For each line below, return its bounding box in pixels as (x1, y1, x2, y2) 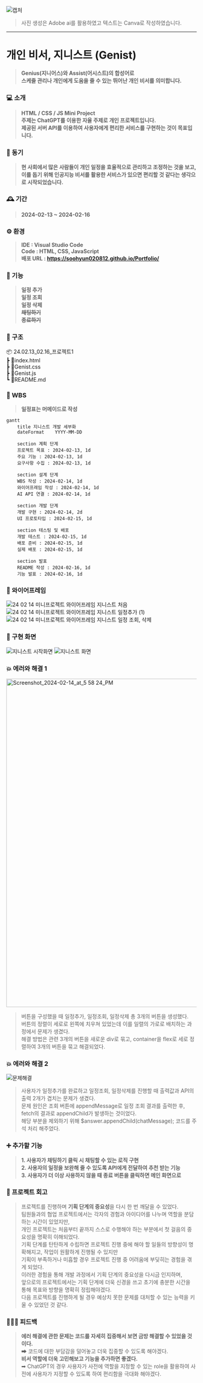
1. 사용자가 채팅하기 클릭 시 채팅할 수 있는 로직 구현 (21, 1157, 139, 1164)
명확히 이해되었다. (37, 1233, 80, 1240)
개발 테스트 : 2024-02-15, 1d (17, 534, 87, 540)
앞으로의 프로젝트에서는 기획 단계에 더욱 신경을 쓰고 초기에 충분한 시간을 (21, 1278, 191, 1286)
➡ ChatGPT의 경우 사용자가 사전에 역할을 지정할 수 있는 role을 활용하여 (21, 1362, 190, 1370)
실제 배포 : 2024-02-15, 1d (17, 547, 83, 553)
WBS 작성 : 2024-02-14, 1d (17, 478, 83, 484)
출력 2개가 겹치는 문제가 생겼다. (21, 1095, 95, 1102)
